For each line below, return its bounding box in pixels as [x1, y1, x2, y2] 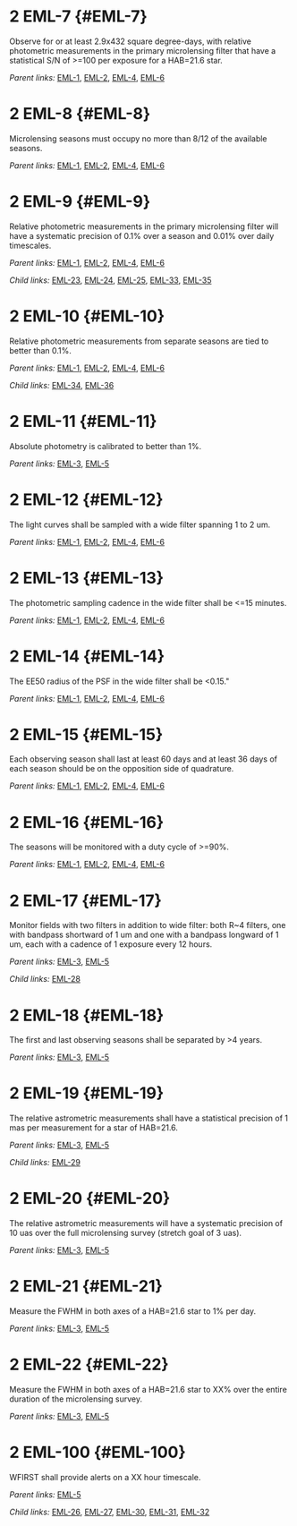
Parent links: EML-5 [9, 1488, 82, 1500]
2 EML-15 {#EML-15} [9, 724, 164, 745]
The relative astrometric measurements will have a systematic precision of [9, 1218, 284, 1229]
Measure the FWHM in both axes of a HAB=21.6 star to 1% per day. [9, 1306, 257, 1317]
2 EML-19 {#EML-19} [9, 1083, 165, 1104]
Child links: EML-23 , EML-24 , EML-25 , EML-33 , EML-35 [9, 275, 212, 286]
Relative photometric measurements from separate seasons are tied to [9, 336, 269, 346]
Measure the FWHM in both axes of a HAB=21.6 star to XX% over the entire [9, 1385, 288, 1394]
